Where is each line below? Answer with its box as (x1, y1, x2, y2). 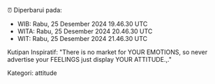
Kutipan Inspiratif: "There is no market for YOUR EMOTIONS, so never (7, 48, 208, 56)
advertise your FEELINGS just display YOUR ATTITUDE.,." (7, 56, 172, 63)
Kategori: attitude (7, 69, 57, 77)
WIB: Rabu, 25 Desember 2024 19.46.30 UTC (17, 20, 148, 28)
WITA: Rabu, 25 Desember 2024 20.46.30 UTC (17, 27, 153, 35)
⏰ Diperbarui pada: (7, 6, 63, 14)
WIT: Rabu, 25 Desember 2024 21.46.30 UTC (17, 35, 148, 42)
